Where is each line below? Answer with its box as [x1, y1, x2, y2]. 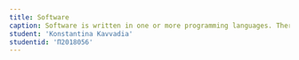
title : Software [9, 12, 69, 22]
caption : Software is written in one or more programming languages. [9, 21, 273, 30]
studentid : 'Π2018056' [9, 37, 93, 47]
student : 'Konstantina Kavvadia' [9, 29, 133, 38]
